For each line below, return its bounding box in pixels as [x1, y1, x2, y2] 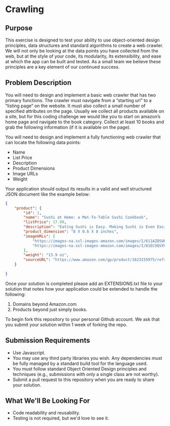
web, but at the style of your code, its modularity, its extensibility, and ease [5, 53, 161, 59]
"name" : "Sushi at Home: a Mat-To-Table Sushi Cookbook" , [23, 215, 148, 220]
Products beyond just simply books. [12, 306, 88, 312]
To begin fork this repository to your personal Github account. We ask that [5, 316, 160, 322]
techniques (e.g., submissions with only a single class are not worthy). [12, 371, 159, 377]
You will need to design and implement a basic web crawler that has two [5, 92, 156, 98]
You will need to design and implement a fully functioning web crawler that [5, 134, 161, 140]
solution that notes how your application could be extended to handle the [5, 286, 158, 292]
